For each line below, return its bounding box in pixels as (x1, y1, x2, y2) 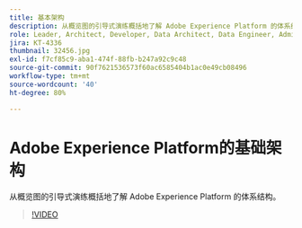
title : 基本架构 (9, 13, 65, 22)
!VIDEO (31, 209, 58, 220)
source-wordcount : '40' (9, 80, 99, 89)
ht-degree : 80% (9, 88, 67, 97)
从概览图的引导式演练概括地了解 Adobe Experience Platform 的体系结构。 (9, 191, 281, 202)
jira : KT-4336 (9, 38, 63, 48)
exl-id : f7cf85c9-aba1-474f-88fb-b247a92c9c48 (9, 55, 187, 64)
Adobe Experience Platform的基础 (9, 137, 267, 158)
